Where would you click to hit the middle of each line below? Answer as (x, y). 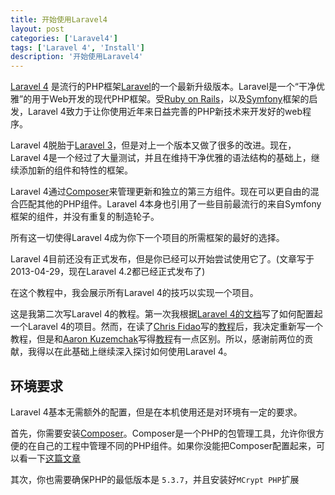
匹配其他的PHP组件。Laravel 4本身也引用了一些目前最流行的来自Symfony (170, 204)
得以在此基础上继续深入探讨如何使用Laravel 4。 (134, 352)
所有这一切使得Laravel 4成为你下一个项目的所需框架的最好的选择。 (147, 238)
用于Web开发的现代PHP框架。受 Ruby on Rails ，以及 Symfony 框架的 (170, 99)
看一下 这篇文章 (49, 458)
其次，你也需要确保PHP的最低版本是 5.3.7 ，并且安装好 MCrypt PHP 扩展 (155, 479)
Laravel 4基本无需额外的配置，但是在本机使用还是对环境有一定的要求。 (156, 412)
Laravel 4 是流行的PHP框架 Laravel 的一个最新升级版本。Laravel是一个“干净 (163, 87)
